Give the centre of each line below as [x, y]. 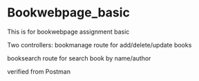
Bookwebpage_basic [68, 13]
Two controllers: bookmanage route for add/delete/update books [99, 45]
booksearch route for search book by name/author [79, 58]
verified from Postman [39, 71]
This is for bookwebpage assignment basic [68, 32]
